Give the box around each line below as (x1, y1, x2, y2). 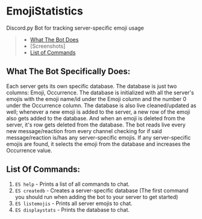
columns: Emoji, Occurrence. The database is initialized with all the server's (6, 89, 194, 96)
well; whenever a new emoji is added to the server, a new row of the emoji (6, 108, 191, 116)
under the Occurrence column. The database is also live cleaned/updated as (6, 102, 197, 109)
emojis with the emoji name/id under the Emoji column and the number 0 (6, 95, 187, 102)
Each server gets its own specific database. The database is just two (6, 82, 177, 90)
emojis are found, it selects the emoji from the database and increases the (6, 140, 191, 148)
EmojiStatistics (6, 4, 83, 18)
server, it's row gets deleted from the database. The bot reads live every (6, 121, 186, 128)
